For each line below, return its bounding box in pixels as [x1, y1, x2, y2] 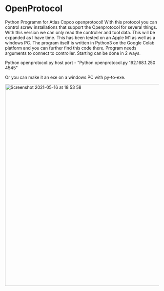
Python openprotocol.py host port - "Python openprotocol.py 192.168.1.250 [5, 60, 156, 65]
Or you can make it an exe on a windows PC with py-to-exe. [5, 74, 125, 80]
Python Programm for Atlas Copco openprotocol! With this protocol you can [5, 19, 158, 25]
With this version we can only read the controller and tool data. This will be [5, 29, 155, 35]
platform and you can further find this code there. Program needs [5, 45, 137, 51]
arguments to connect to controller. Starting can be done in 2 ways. [5, 50, 141, 56]
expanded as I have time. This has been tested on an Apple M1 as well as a [5, 35, 155, 41]
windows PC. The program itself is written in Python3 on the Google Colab [5, 40, 155, 45]
